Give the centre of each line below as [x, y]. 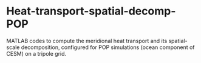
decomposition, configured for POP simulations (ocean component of [108, 47]
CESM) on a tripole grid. [36, 53]
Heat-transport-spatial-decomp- [91, 11]
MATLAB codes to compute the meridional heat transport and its [87, 41]
